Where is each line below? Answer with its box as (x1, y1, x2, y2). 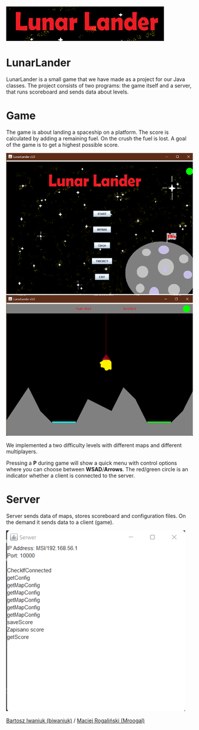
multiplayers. (6, 448, 38, 455)
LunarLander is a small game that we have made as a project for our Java (6, 75, 185, 83)
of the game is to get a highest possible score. (6, 141, 120, 148)
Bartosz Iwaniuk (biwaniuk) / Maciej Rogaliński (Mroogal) (6, 717, 145, 724)
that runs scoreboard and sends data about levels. (6, 88, 129, 95)
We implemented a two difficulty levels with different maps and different (6, 442, 182, 449)
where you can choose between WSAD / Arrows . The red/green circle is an (6, 466, 188, 473)
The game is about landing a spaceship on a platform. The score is (6, 128, 169, 136)
